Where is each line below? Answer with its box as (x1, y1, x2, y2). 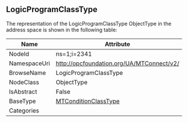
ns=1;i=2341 (55, 49, 92, 58)
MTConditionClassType (55, 97, 120, 105)
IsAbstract (9, 87, 37, 95)
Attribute (105, 40, 130, 48)
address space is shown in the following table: (6, 26, 118, 33)
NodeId (9, 49, 29, 58)
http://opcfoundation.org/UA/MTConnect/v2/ (55, 59, 180, 67)
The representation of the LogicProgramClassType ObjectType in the (6, 20, 172, 27)
